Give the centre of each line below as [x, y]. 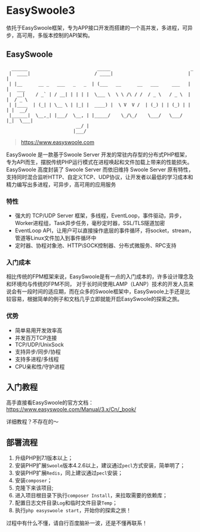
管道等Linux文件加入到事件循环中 [56, 238]
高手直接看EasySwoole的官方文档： [50, 403]
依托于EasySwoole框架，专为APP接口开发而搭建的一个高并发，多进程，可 [97, 28]
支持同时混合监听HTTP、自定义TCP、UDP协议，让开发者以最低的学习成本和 [100, 177]
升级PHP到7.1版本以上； [44, 458]
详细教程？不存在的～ [32, 422]
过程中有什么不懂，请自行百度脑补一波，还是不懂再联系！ [77, 523]
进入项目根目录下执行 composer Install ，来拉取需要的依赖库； [91, 495]
